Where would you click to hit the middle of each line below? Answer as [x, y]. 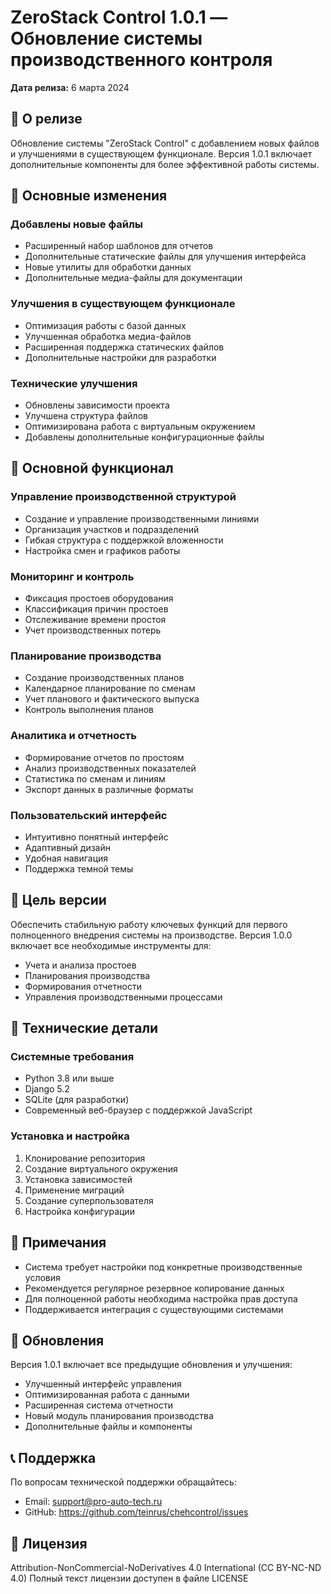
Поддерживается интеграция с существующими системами [154, 1309]
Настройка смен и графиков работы [102, 550]
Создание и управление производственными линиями [142, 518]
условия [42, 1277]
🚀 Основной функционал [92, 468]
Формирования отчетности [83, 986]
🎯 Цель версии [58, 900]
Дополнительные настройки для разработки [120, 357]
